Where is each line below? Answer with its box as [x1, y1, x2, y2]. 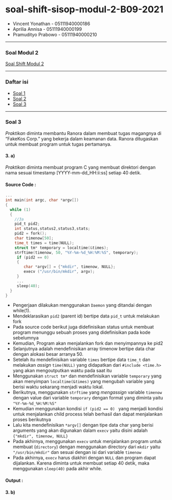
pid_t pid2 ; [14, 222, 40, 227]
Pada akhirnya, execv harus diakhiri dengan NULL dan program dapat [12, 455, 156, 461]
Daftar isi [5, 78, 29, 86]
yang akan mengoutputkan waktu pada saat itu [12, 368, 112, 374]
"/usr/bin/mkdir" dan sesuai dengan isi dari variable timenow [12, 449, 142, 455]
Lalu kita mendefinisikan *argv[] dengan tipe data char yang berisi [12, 422, 154, 428]
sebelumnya [12, 335, 39, 341]
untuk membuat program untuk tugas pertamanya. [5, 141, 112, 147]
